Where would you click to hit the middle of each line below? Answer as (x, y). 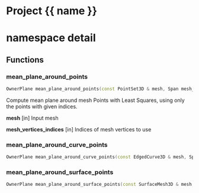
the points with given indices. (42, 106)
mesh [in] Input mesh (32, 118)
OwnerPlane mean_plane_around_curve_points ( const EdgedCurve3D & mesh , (96, 157)
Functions (25, 59)
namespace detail (51, 38)
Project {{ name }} (52, 11)
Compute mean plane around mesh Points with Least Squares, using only (95, 100)
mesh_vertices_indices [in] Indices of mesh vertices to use (79, 129)
